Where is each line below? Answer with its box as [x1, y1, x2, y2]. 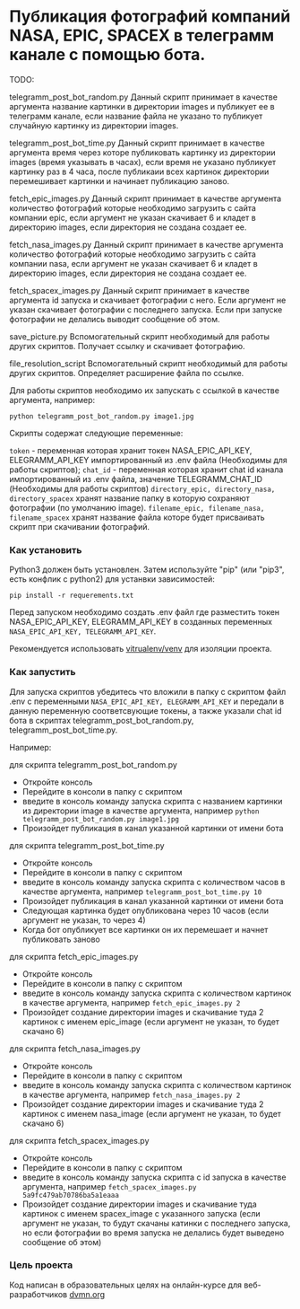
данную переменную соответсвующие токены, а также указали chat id [9, 705, 282, 716]
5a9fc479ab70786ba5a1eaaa [21, 1190, 119, 1199]
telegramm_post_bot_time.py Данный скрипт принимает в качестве [9, 137, 266, 148]
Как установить [9, 543, 82, 556]
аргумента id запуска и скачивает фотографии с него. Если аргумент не [9, 294, 287, 305]
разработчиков [9, 1288, 68, 1299]
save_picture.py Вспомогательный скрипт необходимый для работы [9, 330, 270, 342]
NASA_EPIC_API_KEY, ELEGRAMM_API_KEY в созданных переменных [9, 617, 273, 628]
